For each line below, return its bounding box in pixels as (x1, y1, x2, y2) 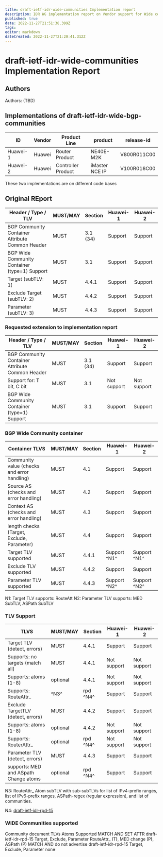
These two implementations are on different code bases (5, 180, 117, 186)
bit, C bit (7, 383, 27, 390)
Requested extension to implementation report (5, 324, 117, 331)
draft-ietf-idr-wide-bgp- (66, 112, 142, 120)
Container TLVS (8, 446, 46, 452)
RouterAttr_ (7, 741, 33, 748)
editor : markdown (5, 30, 40, 34)
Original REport (5, 195, 52, 203)
